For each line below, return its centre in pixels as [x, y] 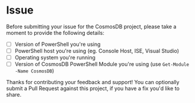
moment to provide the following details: [55, 32]
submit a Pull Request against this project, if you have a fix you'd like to [93, 88]
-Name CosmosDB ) [34, 71]
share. [14, 95]
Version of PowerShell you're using [57, 44]
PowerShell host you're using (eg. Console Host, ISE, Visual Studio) [97, 51]
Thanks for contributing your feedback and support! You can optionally [93, 82]
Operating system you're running [55, 58]
